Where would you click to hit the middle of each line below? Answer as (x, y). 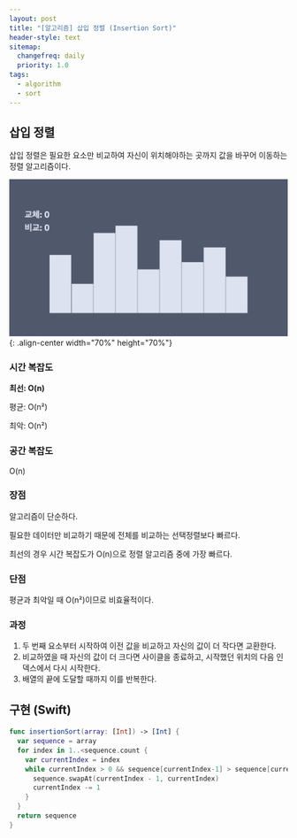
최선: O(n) (27, 388)
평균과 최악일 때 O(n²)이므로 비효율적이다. (82, 600)
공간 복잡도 (31, 451)
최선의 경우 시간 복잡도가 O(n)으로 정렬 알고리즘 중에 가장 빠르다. (121, 554)
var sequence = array (57, 742)
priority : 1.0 (43, 65)
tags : (19, 75)
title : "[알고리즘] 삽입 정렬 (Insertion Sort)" (93, 28)
